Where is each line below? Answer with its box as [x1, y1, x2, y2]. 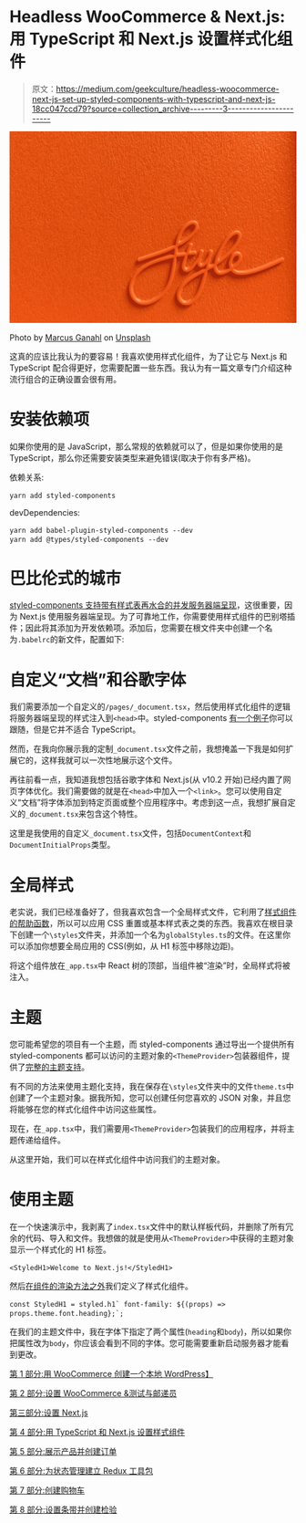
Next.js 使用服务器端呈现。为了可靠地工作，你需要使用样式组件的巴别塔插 [19, 611, 296, 622]
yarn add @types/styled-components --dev [9, 535, 169, 544]
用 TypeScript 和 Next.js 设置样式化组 [9, 29, 293, 49]
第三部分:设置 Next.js [9, 1407, 88, 1418]
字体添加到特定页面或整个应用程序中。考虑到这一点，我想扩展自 [48, 797, 289, 808]
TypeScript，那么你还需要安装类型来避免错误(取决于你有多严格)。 [9, 452, 256, 463]
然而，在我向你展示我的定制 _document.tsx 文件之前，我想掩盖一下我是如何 [9, 744, 287, 755]
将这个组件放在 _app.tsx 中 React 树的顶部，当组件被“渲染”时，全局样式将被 [9, 960, 291, 971]
